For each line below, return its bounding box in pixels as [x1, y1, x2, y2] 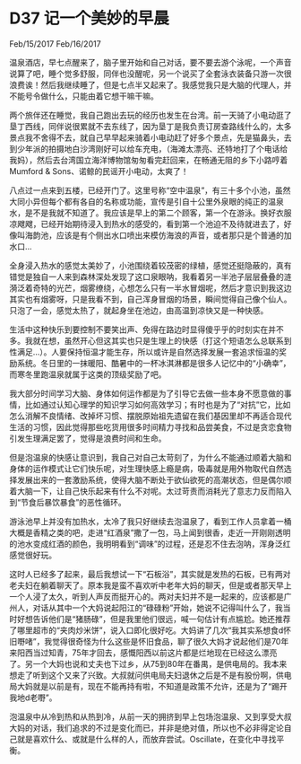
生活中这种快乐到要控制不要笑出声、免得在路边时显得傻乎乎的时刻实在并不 [9, 324, 284, 335]
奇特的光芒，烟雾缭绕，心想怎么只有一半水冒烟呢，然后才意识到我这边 [32, 282, 292, 293]
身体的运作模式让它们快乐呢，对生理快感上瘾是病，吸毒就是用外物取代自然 [9, 463, 284, 474]
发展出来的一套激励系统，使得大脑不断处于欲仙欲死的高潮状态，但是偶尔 [16, 474, 284, 485]
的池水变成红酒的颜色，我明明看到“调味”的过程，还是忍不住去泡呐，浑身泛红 [9, 538, 291, 549]
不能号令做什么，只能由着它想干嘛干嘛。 [9, 91, 159, 101]
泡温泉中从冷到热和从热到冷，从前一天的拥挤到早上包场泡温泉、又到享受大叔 [9, 711, 292, 722]
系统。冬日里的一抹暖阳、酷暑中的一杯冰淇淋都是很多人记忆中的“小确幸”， [16, 357, 291, 368]
